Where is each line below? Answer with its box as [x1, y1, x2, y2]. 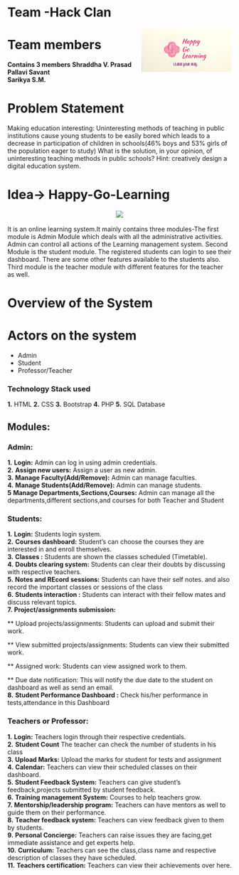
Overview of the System [7, 295, 153, 312]
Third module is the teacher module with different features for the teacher [7, 262, 224, 271]
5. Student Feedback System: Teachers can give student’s [7, 778, 181, 786]
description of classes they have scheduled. [7, 853, 137, 861]
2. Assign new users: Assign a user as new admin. [7, 466, 157, 474]
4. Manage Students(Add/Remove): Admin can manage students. [7, 481, 203, 489]
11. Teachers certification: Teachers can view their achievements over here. [7, 861, 232, 869]
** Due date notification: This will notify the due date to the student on [7, 676, 213, 684]
